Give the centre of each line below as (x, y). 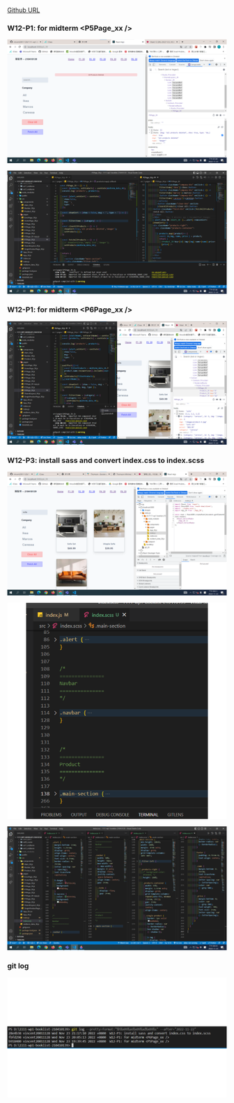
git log (18, 966)
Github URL (24, 10)
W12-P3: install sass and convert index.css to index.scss (106, 461)
